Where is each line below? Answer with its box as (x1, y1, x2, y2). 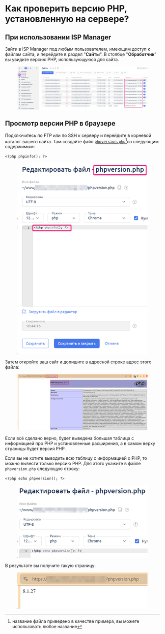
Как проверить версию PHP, (5, 3, 127, 14)
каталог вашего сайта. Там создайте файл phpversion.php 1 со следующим (5, 137, 159, 144)
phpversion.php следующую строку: (5, 466, 80, 472)
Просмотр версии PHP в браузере (5, 119, 115, 128)
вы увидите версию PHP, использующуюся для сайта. (5, 57, 119, 62)
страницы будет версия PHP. (5, 445, 66, 451)
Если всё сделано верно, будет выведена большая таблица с (5, 435, 134, 441)
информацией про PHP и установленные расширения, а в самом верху (5, 440, 156, 446)
